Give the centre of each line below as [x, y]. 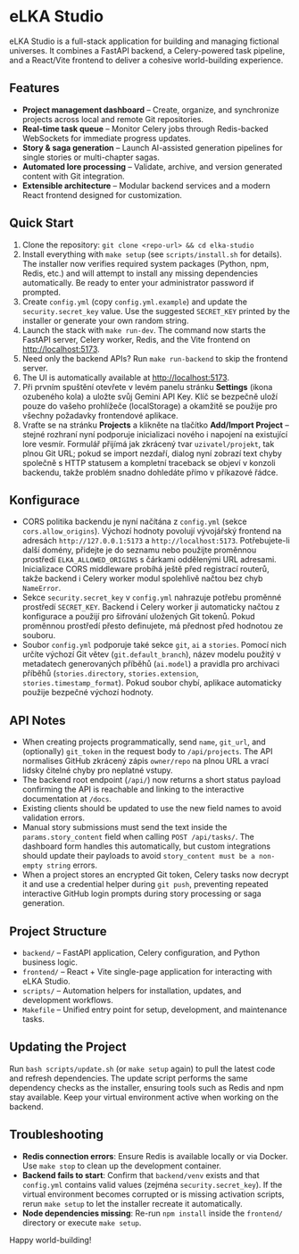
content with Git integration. [73, 176]
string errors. [72, 865]
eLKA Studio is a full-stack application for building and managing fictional [144, 41]
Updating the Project [68, 1047]
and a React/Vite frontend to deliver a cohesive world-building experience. [146, 60]
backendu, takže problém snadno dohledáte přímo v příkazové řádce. [150, 472]
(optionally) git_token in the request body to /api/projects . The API [148, 752]
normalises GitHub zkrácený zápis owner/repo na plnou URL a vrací [145, 761]
